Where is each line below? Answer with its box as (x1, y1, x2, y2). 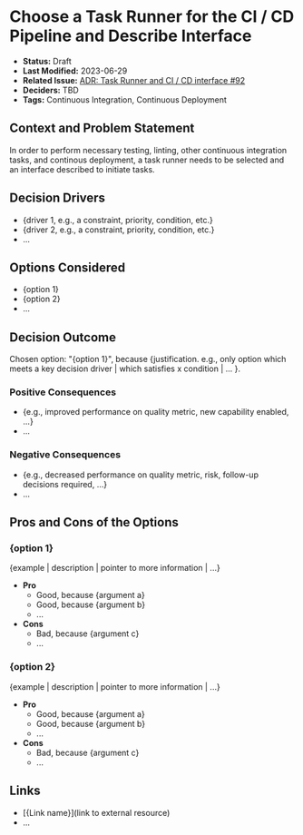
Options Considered (9, 260, 125, 275)
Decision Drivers (9, 191, 106, 206)
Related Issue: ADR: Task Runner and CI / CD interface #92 (22, 74, 246, 85)
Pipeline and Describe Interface (9, 25, 252, 46)
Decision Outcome (9, 329, 116, 345)
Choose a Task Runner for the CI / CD (9, 6, 295, 27)
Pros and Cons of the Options (9, 515, 179, 530)
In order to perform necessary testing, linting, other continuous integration (9, 144, 288, 155)
